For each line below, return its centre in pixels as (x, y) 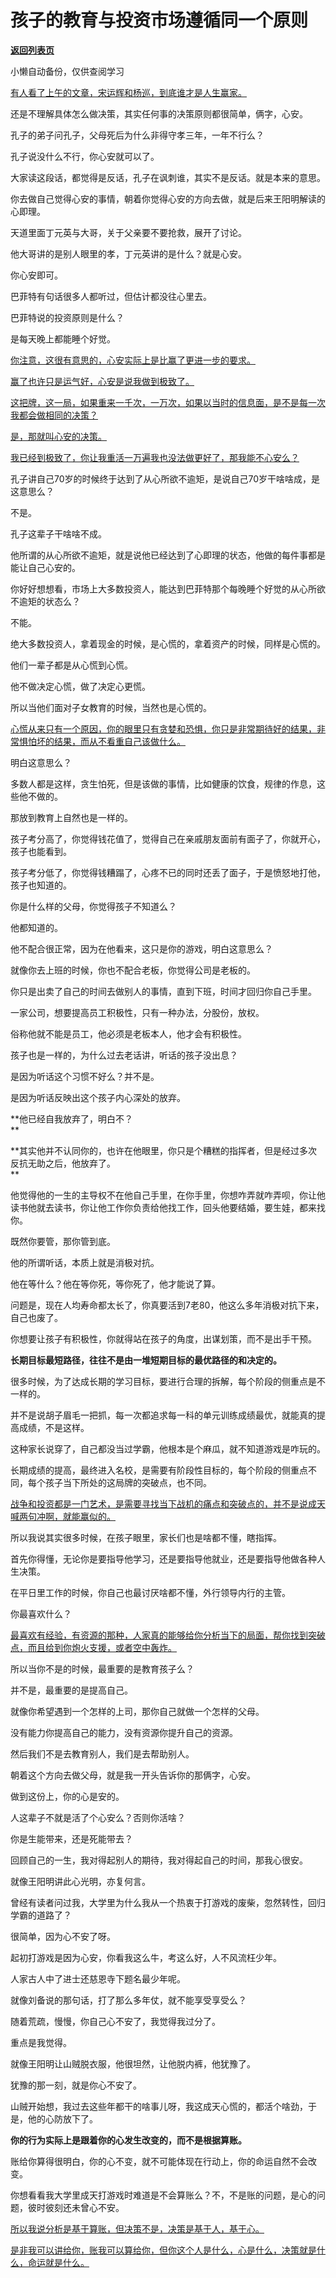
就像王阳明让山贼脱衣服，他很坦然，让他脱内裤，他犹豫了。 (133, 2063)
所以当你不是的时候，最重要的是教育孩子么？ (102, 1668)
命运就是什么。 (58, 2262)
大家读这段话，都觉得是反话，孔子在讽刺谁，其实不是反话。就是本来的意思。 (168, 177)
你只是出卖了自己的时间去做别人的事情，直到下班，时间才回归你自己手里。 (163, 991)
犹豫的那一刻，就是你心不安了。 (76, 2085)
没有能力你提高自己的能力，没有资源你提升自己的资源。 (124, 1732)
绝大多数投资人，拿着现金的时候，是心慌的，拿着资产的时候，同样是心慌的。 (168, 643)
